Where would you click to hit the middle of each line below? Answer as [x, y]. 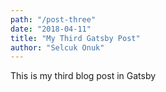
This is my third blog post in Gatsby [83, 76]
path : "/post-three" [53, 19]
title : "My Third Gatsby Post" [75, 38]
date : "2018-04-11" [51, 29]
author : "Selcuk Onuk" [57, 47]
